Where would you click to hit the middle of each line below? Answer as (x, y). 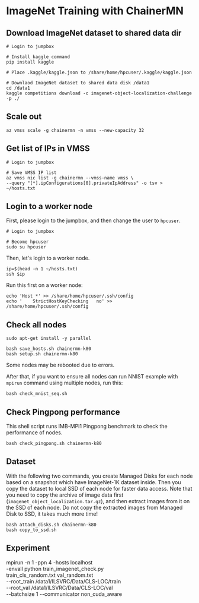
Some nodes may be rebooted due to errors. (60, 365)
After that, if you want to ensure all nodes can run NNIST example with (92, 377)
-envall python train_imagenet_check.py (55, 569)
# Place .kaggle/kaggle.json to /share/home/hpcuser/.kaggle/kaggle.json (99, 72)
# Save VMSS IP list (32, 173)
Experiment (28, 548)
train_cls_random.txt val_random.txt (50, 575)
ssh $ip (16, 274)
